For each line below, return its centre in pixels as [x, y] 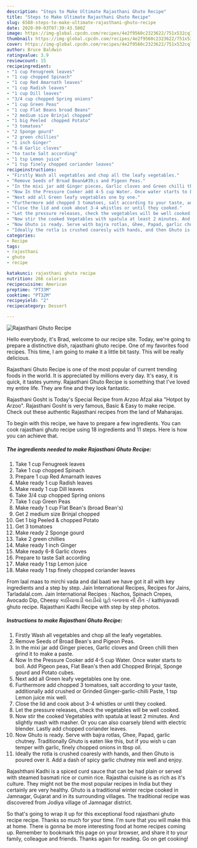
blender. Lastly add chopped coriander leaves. [71, 728]
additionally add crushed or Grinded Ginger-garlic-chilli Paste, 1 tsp [96, 691]
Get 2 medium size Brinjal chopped [57, 514]
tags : [13, 246]
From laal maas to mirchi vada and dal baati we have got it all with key [91, 581]
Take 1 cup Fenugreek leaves [50, 464]
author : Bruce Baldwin [34, 50]
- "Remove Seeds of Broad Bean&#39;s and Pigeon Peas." [76, 181]
